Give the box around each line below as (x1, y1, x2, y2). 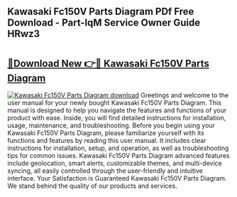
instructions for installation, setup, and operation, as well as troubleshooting (7, 144, 229, 152)
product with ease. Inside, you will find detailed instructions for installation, (7, 114, 226, 122)
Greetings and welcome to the (140, 91, 229, 99)
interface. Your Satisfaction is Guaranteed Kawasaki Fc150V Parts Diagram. (7, 174, 227, 182)
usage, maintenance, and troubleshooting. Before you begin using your (7, 121, 215, 129)
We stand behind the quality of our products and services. (7, 181, 177, 190)
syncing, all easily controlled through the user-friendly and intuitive (7, 166, 204, 175)
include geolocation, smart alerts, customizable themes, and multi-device (7, 159, 222, 167)
